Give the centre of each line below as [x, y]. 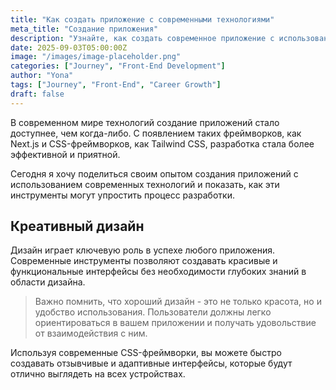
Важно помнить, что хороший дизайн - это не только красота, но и [178, 302]
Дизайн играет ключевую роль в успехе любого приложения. [143, 250]
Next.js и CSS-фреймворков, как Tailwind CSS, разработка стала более [162, 143]
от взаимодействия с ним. [91, 333]
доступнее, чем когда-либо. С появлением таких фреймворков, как [156, 133]
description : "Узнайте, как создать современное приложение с [142, 38]
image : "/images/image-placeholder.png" [96, 57]
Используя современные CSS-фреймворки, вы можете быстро [146, 353]
